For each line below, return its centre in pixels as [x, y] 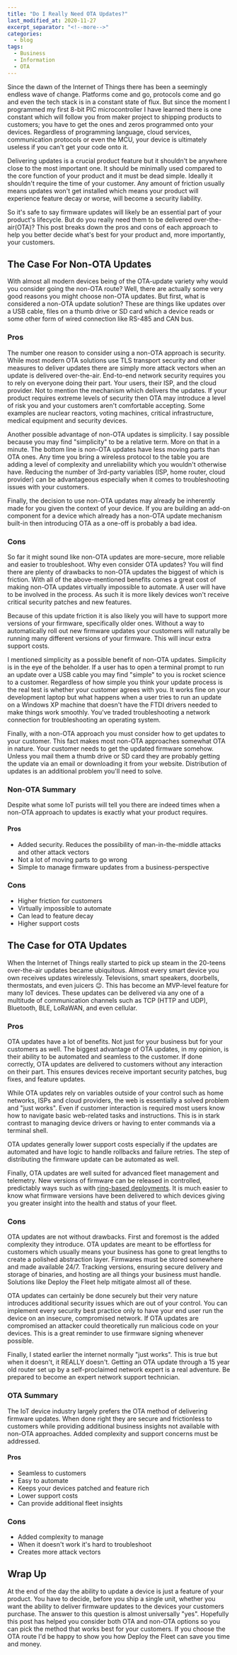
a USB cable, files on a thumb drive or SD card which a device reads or [111, 312]
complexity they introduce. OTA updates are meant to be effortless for [109, 1244]
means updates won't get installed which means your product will [103, 190]
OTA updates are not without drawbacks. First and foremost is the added [113, 1237]
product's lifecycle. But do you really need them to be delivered [100, 220]
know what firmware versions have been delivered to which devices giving [116, 1195]
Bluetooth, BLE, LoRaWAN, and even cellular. [73, 1008]
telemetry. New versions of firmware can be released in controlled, [105, 1181]
